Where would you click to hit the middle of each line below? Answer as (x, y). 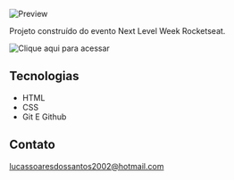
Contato (32, 145)
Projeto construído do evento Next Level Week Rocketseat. (117, 31)
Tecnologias (44, 76)
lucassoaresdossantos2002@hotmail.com (87, 166)
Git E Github (44, 117)
